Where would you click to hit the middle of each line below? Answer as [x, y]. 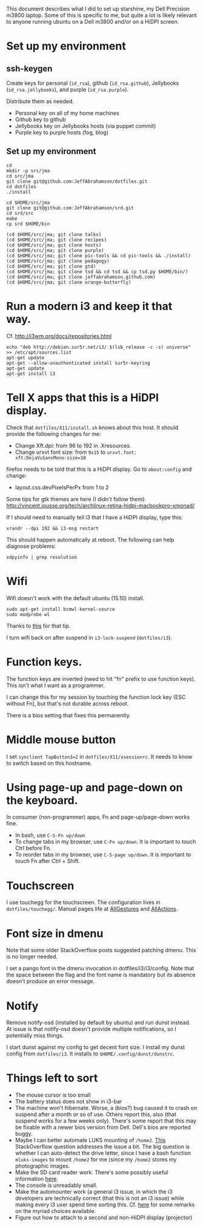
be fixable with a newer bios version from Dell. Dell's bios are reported [103, 1127]
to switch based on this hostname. [49, 763]
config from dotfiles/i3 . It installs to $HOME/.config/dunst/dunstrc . [90, 1054]
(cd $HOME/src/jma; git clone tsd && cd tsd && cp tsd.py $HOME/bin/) [97, 272]
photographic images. [42, 1166]
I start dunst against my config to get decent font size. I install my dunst [96, 1047]
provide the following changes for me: [54, 434]
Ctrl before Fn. [33, 848]
